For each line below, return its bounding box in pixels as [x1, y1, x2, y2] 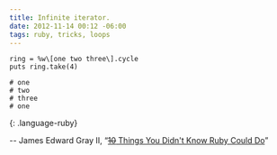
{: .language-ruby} [9, 118, 78, 129]
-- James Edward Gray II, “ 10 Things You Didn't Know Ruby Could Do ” [9, 135, 269, 146]
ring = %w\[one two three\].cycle [9, 55, 139, 64]
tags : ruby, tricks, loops [9, 30, 111, 39]
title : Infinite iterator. [9, 13, 111, 23]
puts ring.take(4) [9, 62, 78, 72]
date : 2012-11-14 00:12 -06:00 [9, 22, 127, 31]
